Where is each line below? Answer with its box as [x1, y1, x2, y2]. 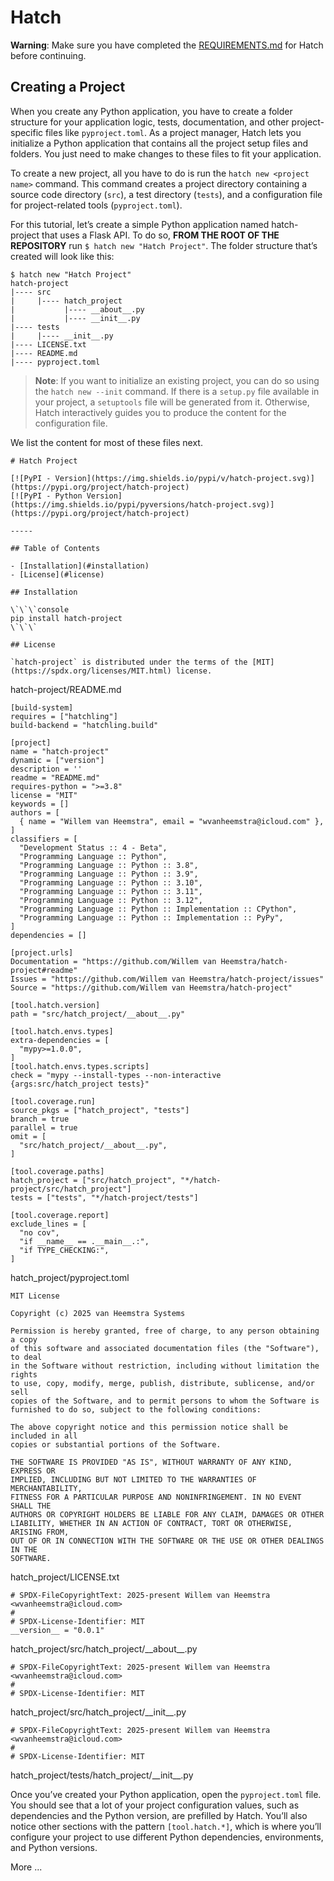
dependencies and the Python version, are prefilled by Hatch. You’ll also [10, 1809, 308, 1821]
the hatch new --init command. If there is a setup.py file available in [34, 385, 320, 397]
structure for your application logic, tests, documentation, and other [10, 116, 290, 128]
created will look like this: [10, 250, 115, 262]
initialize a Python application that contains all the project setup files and [10, 137, 309, 149]
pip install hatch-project [10, 613, 123, 623]
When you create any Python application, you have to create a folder [10, 105, 293, 117]
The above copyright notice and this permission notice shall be [10, 1422, 288, 1432]
